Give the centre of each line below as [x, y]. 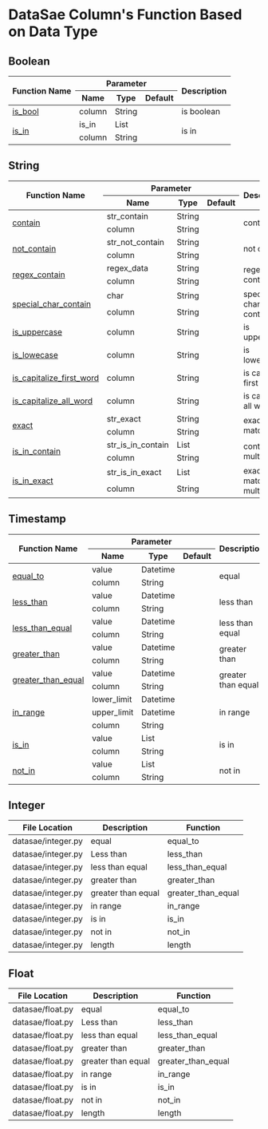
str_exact [124, 418]
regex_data [128, 267]
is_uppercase [37, 331]
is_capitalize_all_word [53, 401]
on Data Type [53, 32]
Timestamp [37, 519]
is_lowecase [35, 355]
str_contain [128, 216]
